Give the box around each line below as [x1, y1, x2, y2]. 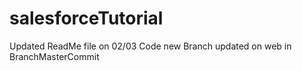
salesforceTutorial [9, 7, 164, 30]
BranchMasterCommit [9, 50, 100, 62]
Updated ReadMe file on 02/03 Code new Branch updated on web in [9, 40, 292, 52]
